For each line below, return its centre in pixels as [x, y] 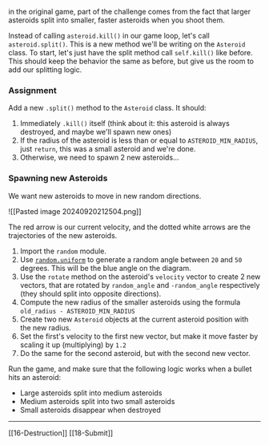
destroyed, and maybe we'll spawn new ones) [96, 132]
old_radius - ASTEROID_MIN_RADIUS [77, 311]
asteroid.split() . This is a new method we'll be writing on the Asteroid [127, 44]
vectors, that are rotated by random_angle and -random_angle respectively [140, 285]
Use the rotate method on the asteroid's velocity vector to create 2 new [140, 277]
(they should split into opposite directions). [90, 293]
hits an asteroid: [35, 377]
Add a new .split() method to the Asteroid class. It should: [107, 108]
